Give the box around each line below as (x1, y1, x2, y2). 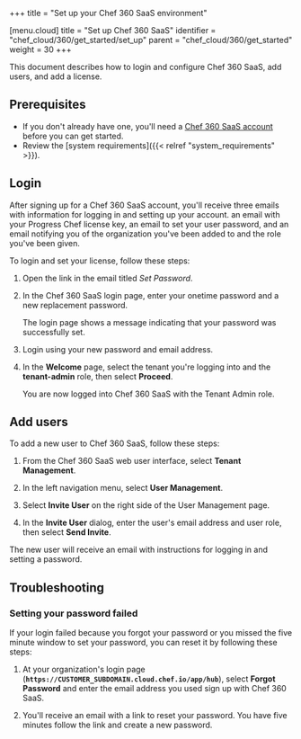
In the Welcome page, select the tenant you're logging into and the (22, 361, 271, 372)
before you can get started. (22, 130, 124, 141)
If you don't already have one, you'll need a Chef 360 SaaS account (22, 120, 274, 131)
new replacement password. (22, 299, 128, 310)
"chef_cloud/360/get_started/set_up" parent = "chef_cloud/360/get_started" (9, 35, 293, 45)
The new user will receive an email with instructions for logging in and (9, 544, 268, 556)
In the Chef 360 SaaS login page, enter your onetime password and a (22, 289, 279, 300)
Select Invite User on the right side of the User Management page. (22, 500, 270, 511)
